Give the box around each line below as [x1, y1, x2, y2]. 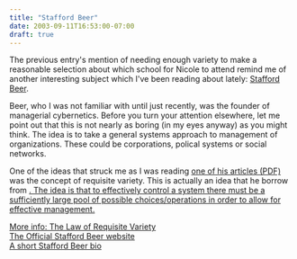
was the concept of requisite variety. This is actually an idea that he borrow [9, 175, 289, 186]
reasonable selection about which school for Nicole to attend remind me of [9, 64, 286, 75]
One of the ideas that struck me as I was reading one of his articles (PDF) [9, 165, 282, 176]
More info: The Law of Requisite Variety [9, 221, 157, 232]
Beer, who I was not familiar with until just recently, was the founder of [9, 101, 270, 112]
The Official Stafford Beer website [9, 231, 135, 242]
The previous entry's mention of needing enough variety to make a [9, 55, 257, 66]
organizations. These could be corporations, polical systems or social [9, 138, 267, 149]
